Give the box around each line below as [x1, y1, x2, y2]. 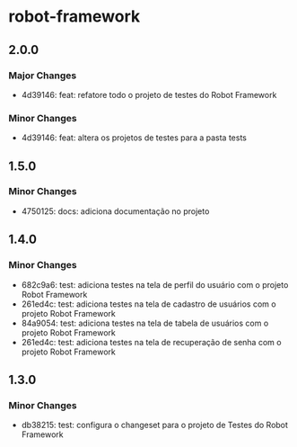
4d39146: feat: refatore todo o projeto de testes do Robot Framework [21, 89, 277, 100]
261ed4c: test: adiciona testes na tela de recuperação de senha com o [21, 336, 282, 347]
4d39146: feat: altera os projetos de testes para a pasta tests [21, 132, 248, 143]
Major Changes [8, 69, 77, 82]
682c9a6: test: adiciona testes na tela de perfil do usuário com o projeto [21, 279, 289, 290]
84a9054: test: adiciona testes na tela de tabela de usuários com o [21, 317, 269, 328]
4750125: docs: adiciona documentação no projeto [21, 205, 210, 217]
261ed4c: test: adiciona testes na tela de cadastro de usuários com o [21, 299, 276, 309]
